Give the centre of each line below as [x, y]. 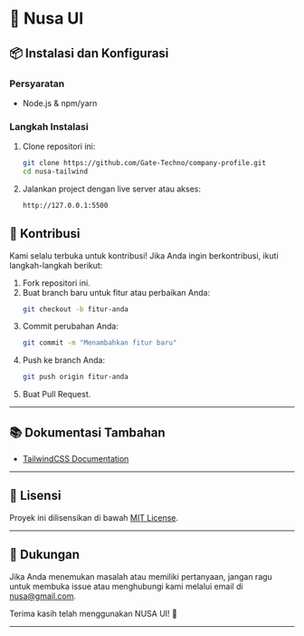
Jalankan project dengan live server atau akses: [112, 189]
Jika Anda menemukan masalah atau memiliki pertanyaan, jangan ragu [141, 576]
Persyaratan [37, 83]
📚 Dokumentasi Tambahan [87, 432]
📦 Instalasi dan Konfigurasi [89, 53]
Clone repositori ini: [59, 147]
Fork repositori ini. [56, 283]
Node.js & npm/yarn [60, 103]
